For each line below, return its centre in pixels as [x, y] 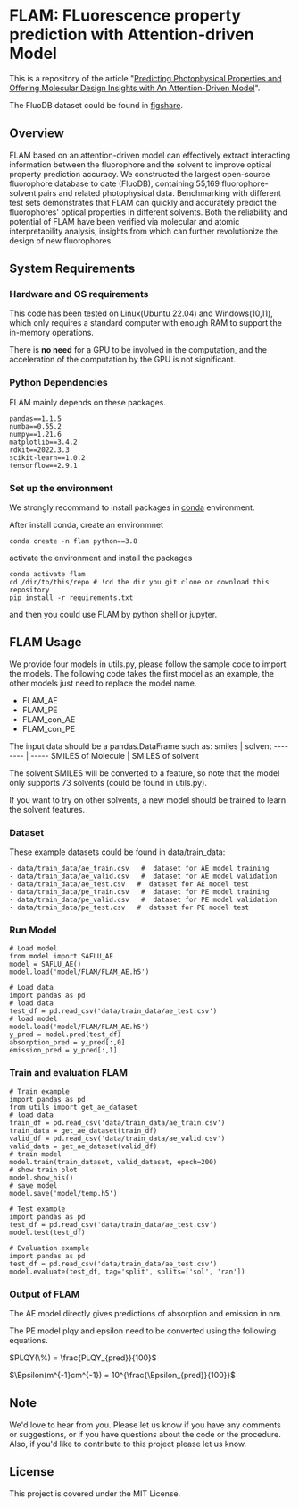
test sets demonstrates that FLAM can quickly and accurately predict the [143, 202]
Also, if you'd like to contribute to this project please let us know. [128, 1444]
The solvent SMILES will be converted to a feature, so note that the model [145, 773]
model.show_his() [42, 1178]
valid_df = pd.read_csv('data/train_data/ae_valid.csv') [117, 1138]
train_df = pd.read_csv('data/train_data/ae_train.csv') [117, 1123]
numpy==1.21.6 [36, 434]
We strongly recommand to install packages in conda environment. [132, 507]
